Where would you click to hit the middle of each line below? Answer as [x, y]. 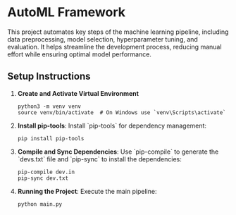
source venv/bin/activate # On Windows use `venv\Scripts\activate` [122, 112]
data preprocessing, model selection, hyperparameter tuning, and [103, 39]
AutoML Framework [66, 12]
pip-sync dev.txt [43, 178]
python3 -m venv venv [49, 106]
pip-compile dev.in [46, 172]
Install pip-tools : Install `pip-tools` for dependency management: [112, 125]
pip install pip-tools [51, 138]
